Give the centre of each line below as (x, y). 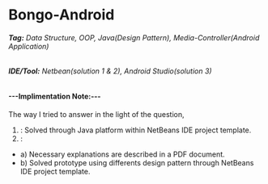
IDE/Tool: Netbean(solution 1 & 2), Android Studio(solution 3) (110, 71)
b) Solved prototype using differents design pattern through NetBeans (137, 162)
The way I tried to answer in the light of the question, (96, 114)
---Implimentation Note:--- (55, 96)
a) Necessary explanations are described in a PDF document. (122, 154)
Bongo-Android (62, 15)
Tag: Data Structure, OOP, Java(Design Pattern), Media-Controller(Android (134, 37)
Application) (29, 46)
